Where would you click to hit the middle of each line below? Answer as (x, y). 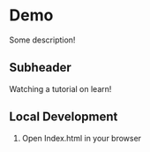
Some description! (42, 40)
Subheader (41, 68)
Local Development (64, 117)
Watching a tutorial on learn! (60, 88)
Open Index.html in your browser (82, 138)
